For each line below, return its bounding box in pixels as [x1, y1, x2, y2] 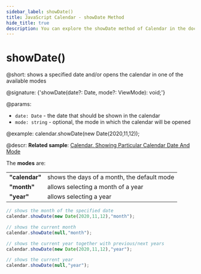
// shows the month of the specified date [6, 208, 114, 214]
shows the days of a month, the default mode [47, 173, 175, 181]
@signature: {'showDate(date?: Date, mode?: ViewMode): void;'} [6, 89, 166, 96]
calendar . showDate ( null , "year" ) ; [6, 263, 90, 269]
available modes [6, 77, 47, 84]
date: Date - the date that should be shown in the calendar [14, 112, 160, 120]
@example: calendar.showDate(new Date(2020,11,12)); [6, 130, 140, 138]
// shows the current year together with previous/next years [6, 240, 165, 246]
